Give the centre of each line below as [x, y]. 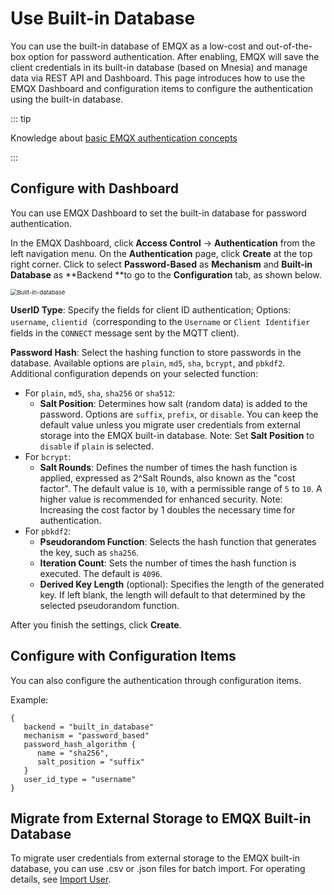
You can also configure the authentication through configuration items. [156, 680]
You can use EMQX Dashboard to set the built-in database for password [158, 213]
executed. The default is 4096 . [101, 573]
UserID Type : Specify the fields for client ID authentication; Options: [151, 309]
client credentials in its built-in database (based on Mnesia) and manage [159, 67]
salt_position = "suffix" [90, 762]
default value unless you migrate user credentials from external [170, 424]
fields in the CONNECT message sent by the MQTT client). [125, 333]
